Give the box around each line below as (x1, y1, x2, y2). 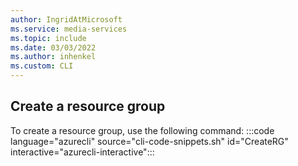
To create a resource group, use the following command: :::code (10, 124, 275, 136)
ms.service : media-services (10, 24, 128, 34)
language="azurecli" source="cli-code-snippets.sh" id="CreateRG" (10, 135, 289, 147)
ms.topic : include (10, 33, 87, 43)
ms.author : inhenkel (10, 52, 97, 62)
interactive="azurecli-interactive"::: (10, 146, 155, 158)
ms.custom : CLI (10, 61, 74, 71)
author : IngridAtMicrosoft (10, 14, 123, 25)
